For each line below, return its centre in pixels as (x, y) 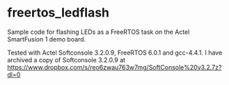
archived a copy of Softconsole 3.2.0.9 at (66, 59)
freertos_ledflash (58, 13)
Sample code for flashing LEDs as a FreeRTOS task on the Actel (98, 32)
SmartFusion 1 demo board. (47, 39)
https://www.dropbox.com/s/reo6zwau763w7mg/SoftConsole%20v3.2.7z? (114, 67)
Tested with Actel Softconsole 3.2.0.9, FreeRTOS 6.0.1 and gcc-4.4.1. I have (115, 53)
